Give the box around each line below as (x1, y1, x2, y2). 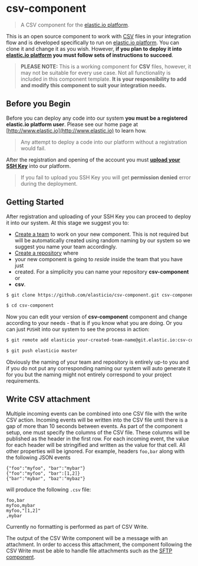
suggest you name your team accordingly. (14, 243, 117, 250)
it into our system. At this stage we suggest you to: (6, 219, 130, 226)
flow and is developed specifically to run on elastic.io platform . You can (6, 39, 180, 46)
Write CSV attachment (6, 394, 90, 404)
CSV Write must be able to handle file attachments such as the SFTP (6, 547, 173, 554)
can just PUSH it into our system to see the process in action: (6, 326, 150, 333)
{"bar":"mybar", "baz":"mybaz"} (6, 475, 85, 482)
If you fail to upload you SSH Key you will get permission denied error (20, 173, 192, 181)
